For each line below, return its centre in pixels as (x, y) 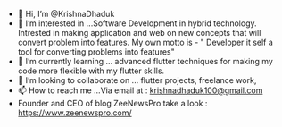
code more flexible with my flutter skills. (91, 71)
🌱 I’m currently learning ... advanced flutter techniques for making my (145, 61)
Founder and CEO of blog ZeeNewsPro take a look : (112, 103)
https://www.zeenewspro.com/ (75, 113)
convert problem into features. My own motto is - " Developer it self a (145, 42)
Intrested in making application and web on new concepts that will (139, 33)
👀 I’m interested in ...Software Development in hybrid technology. (137, 23)
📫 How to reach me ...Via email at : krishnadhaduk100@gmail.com (140, 90)
